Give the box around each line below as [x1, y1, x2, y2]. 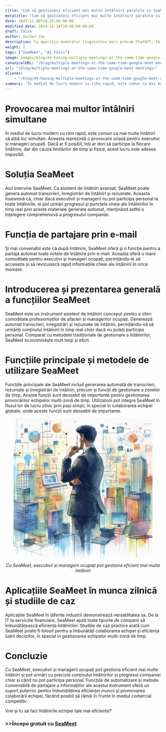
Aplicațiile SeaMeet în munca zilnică [5, 585, 157, 596]
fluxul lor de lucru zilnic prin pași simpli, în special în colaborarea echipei [5, 402, 153, 408]
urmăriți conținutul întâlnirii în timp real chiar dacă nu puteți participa [5, 327, 144, 333]
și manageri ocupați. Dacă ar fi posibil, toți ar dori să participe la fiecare [5, 140, 151, 146]
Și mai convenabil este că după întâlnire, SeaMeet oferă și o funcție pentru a [5, 245, 161, 251]
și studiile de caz [5, 596, 76, 606]
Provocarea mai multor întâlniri [5, 103, 135, 115]
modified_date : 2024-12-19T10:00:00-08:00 [5, 24, 94, 29]
